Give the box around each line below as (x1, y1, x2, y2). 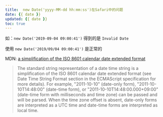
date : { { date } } (5, 12, 41, 17)
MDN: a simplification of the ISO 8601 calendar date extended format (5, 56, 146, 62)
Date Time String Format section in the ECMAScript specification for (17, 76, 157, 82)
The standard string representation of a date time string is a (17, 65, 139, 71)
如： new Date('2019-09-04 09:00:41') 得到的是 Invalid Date (5, 35, 129, 41)
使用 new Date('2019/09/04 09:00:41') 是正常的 (5, 46, 102, 52)
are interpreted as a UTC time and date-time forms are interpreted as (17, 102, 158, 108)
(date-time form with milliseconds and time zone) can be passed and (17, 92, 158, 98)
